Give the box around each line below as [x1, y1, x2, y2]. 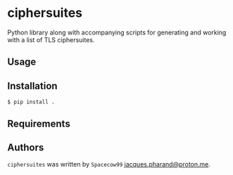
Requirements [7, 117, 70, 129]
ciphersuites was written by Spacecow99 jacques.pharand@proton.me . [7, 160, 211, 169]
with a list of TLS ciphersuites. [7, 35, 95, 44]
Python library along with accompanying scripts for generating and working [7, 28, 227, 37]
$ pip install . [7, 98, 55, 106]
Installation [7, 79, 58, 92]
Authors [7, 141, 44, 153]
